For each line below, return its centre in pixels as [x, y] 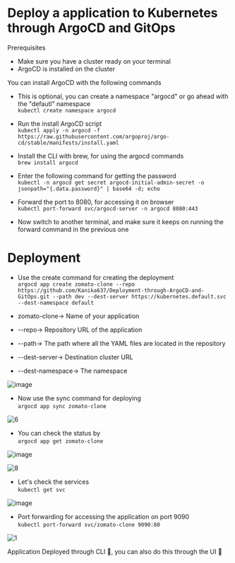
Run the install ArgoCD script [60, 123]
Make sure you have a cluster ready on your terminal [94, 61]
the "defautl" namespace [54, 103]
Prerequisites [26, 47]
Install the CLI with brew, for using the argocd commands [101, 156]
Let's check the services [53, 482]
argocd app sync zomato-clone [62, 406]
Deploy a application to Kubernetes [113, 13]
